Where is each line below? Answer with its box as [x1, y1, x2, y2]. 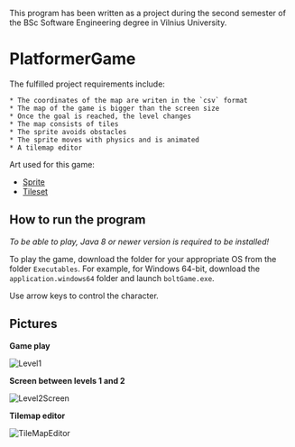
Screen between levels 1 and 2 [9, 375, 125, 386]
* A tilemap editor [9, 143, 83, 152]
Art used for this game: [9, 159, 95, 169]
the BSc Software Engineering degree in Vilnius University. [9, 17, 227, 28]
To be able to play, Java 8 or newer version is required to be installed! [9, 236, 270, 247]
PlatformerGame [9, 49, 136, 69]
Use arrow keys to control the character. [9, 290, 160, 301]
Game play [9, 340, 51, 351]
